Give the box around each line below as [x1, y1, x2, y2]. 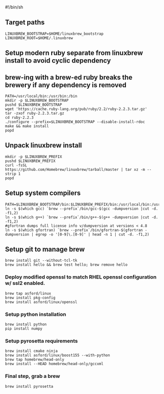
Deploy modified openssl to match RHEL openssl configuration [5, 274, 157, 280]
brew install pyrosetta [5, 384, 54, 389]
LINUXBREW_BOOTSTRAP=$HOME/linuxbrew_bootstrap [5, 31, 104, 36]
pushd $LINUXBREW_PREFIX [5, 159, 56, 163]
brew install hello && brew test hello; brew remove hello [5, 262, 128, 267]
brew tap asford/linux [5, 291, 51, 296]
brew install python [5, 322, 47, 327]
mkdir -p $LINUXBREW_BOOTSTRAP [5, 98, 69, 103]
